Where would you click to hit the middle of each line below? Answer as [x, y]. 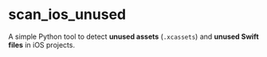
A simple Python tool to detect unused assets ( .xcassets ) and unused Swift [133, 36]
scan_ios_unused [67, 15]
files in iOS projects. [42, 44]
